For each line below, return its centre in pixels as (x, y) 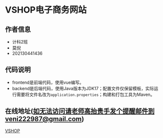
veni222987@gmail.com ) (45, 119)
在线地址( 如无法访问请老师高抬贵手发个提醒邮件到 (80, 111)
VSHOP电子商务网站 (46, 10)
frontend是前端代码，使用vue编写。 (48, 82)
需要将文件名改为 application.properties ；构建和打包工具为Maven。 (85, 94)
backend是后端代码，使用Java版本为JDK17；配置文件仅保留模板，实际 (83, 88)
